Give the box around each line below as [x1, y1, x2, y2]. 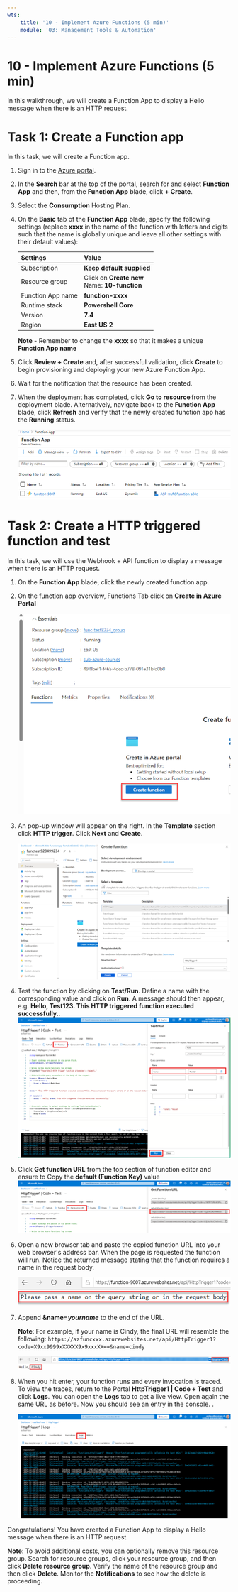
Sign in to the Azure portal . [17, 166, 96, 175]
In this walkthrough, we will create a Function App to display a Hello [7, 97, 205, 105]
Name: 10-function [84, 281, 142, 290]
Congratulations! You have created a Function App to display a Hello [7, 1525, 207, 1534]
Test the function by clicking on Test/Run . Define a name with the [17, 987, 210, 996]
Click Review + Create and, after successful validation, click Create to [17, 357, 223, 366]
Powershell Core [84, 300, 134, 309]
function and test [7, 533, 111, 550]
